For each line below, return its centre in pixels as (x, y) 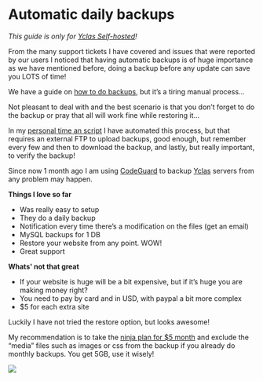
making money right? (53, 290)
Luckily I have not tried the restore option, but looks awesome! (109, 322)
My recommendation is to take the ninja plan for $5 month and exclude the (129, 337)
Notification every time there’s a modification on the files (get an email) (134, 226)
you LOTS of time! (37, 76)
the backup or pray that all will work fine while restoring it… (104, 115)
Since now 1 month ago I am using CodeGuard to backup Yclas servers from (131, 170)
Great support (42, 251)
